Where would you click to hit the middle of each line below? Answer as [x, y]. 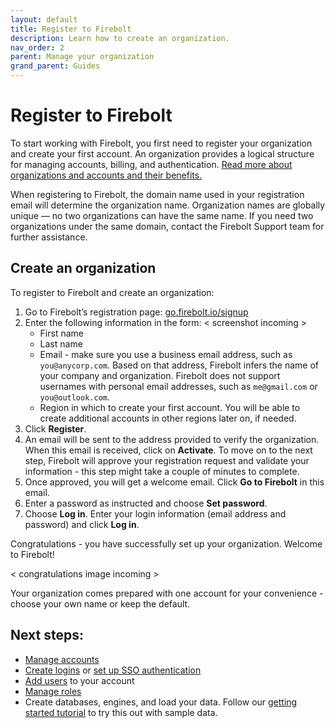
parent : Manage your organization [82, 57]
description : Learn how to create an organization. [120, 38]
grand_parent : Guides [55, 66]
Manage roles [53, 691]
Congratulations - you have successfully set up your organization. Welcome [166, 543]
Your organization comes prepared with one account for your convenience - [167, 593]
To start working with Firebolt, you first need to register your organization [161, 143]
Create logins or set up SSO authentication [113, 670]
